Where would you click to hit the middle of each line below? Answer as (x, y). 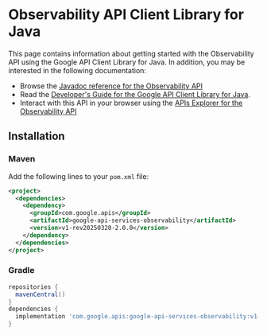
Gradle (21, 271)
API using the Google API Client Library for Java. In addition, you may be (127, 62)
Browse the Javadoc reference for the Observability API (111, 86)
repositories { (33, 287)
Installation (37, 136)
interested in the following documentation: (77, 70)
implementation (41, 317)
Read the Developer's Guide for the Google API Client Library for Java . (135, 94)
